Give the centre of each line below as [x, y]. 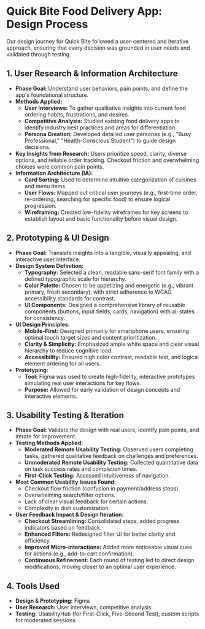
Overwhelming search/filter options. [70, 495]
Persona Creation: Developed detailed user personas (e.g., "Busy [108, 134]
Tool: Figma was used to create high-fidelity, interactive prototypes [110, 376]
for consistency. [45, 318]
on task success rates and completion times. [81, 469]
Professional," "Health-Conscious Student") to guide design [100, 140]
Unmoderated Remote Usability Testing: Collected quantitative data [111, 463]
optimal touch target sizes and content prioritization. [91, 337]
